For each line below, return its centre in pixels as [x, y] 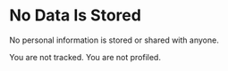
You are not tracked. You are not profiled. [85, 57]
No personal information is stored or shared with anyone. [114, 40]
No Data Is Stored [75, 16]
